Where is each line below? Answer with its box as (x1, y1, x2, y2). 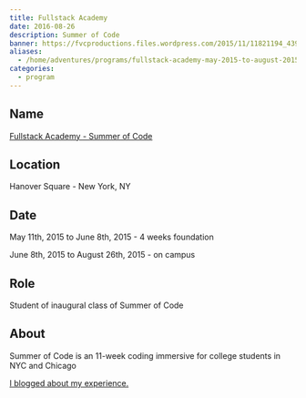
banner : (9, 38, 39, 48)
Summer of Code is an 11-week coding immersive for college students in (9, 350, 280, 361)
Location (9, 157, 61, 172)
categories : (9, 65, 55, 74)
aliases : (9, 47, 43, 56)
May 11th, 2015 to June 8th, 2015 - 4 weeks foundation (9, 231, 214, 242)
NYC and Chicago (9, 360, 77, 371)
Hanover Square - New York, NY (9, 181, 131, 192)
